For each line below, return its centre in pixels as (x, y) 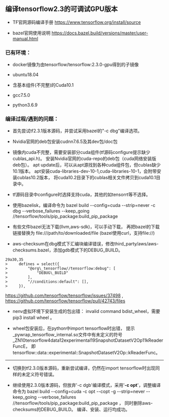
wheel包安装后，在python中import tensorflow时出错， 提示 (74, 328)
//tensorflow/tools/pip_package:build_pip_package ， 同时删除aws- (82, 403)
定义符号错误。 (41, 375)
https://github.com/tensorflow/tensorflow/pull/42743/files (65, 301)
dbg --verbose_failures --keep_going (51, 211)
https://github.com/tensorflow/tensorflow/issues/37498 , (64, 296)
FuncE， (21, 346)
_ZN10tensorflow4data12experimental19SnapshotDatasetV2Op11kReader (88, 340)
